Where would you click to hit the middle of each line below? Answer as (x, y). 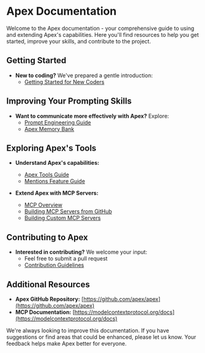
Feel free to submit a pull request (66, 259)
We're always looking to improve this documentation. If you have (88, 330)
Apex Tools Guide (47, 175)
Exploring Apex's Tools (51, 148)
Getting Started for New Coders (64, 82)
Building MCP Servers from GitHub (68, 211)
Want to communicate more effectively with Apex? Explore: (92, 116)
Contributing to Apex (47, 237)
